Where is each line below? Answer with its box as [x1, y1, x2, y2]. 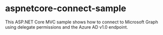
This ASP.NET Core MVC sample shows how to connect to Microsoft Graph [5, 19, 158, 25]
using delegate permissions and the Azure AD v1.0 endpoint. [5, 24, 128, 30]
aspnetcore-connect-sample [5, 3, 126, 14]
